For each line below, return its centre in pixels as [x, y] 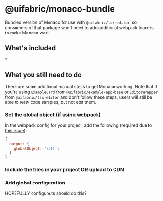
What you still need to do [43, 75]
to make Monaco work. [28, 33]
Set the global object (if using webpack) [53, 115]
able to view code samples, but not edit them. [50, 102]
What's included [31, 48]
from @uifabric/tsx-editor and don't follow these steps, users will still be [79, 97]
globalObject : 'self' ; [37, 148]
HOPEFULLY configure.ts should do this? [46, 193]
